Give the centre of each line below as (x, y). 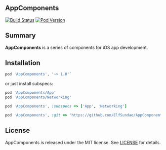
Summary (21, 36)
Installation (23, 63)
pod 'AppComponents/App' (31, 93)
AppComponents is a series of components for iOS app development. (77, 47)
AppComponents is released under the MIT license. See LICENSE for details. (83, 142)
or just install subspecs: (29, 84)
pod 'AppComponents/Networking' (38, 97)
